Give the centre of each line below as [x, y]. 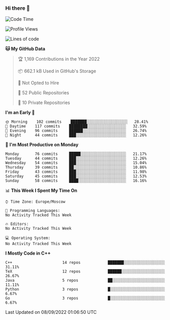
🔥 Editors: [17, 224]
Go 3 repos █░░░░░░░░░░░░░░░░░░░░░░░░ [85, 298]
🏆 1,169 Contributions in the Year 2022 [59, 59]
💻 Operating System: [28, 238]
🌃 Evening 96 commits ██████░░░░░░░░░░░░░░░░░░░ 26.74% [76, 131]
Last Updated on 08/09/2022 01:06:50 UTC [51, 312]
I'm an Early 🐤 [20, 113]
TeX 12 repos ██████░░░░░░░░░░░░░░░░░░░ [85, 272]
